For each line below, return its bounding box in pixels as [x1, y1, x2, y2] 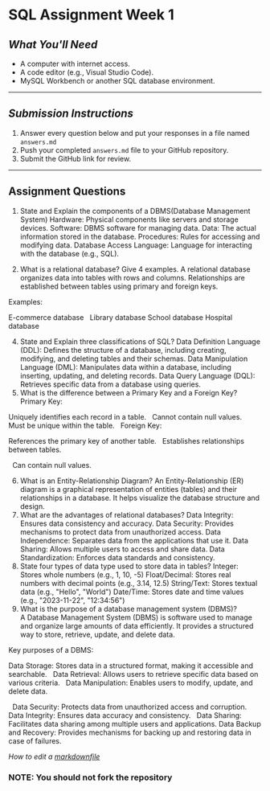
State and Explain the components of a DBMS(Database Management [19, 206, 251, 215]
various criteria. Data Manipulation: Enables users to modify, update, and [8, 678, 253, 687]
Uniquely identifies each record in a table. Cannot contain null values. [8, 412, 243, 421]
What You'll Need [8, 38, 98, 51]
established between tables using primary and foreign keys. [19, 281, 219, 291]
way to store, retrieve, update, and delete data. [19, 629, 175, 639]
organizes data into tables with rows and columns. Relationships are [19, 273, 245, 282]
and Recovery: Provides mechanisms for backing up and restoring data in [8, 727, 252, 737]
